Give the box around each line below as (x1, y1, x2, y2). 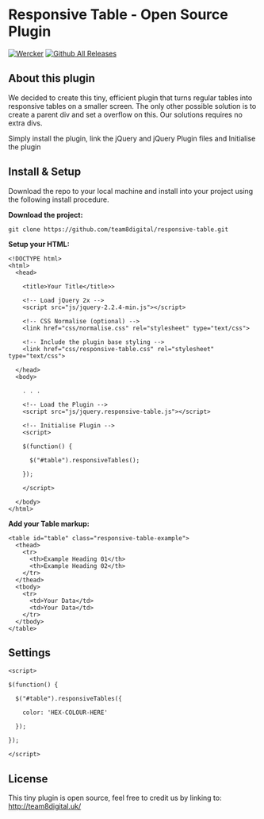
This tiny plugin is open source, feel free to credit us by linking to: (8, 793, 222, 803)
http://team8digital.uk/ (8, 802, 82, 811)
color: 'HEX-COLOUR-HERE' (22, 709, 109, 717)
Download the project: (8, 210, 83, 219)
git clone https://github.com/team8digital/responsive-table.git (8, 225, 228, 234)
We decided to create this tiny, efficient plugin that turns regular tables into (8, 93, 253, 102)
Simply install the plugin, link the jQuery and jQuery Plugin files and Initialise (8, 133, 256, 143)
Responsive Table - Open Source (8, 6, 228, 24)
